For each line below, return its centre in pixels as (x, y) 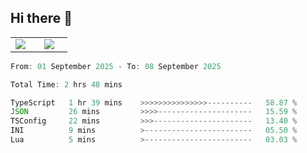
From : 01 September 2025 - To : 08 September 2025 (116, 66)
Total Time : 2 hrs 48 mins (66, 84)
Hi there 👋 (41, 18)
